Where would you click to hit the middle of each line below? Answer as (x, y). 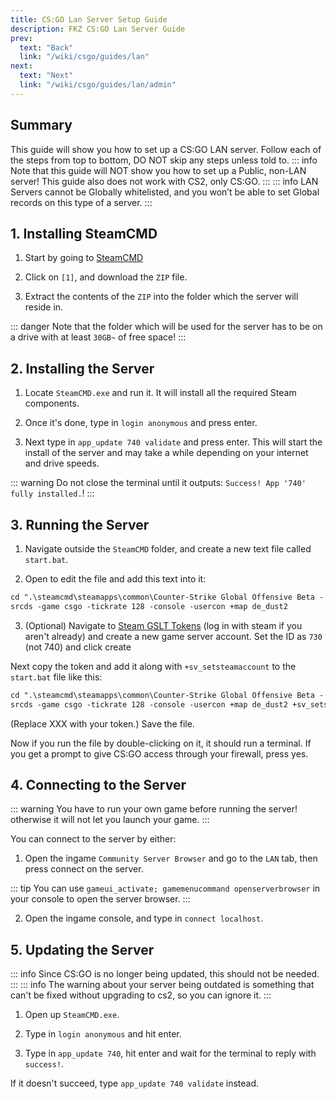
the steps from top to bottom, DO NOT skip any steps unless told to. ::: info (164, 160)
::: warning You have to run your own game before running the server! (154, 809)
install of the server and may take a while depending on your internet (166, 453)
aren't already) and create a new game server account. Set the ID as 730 (173, 636)
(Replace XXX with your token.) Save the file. (102, 723)
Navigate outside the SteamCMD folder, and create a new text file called (168, 549)
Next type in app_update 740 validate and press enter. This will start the (173, 442)
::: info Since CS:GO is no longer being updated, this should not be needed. (165, 974)
